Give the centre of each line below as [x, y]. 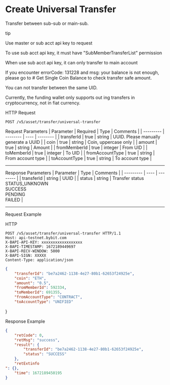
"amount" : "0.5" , [33, 283]
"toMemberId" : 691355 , [38, 292]
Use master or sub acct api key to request [49, 43]
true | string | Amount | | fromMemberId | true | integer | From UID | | [76, 147]
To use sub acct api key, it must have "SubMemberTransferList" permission [84, 53]
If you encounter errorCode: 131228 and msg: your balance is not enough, [82, 72]
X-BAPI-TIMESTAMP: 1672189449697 [40, 247]
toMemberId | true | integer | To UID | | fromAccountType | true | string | [80, 152]
